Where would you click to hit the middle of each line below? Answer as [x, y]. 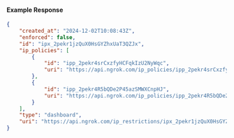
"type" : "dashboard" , [50, 115]
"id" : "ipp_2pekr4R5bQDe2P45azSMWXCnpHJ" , [107, 89]
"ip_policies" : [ [44, 50]
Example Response [35, 10]
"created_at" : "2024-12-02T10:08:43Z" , [77, 31]
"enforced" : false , [47, 37]
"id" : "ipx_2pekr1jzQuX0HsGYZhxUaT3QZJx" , [82, 44]
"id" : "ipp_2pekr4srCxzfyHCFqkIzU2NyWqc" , [107, 63]
